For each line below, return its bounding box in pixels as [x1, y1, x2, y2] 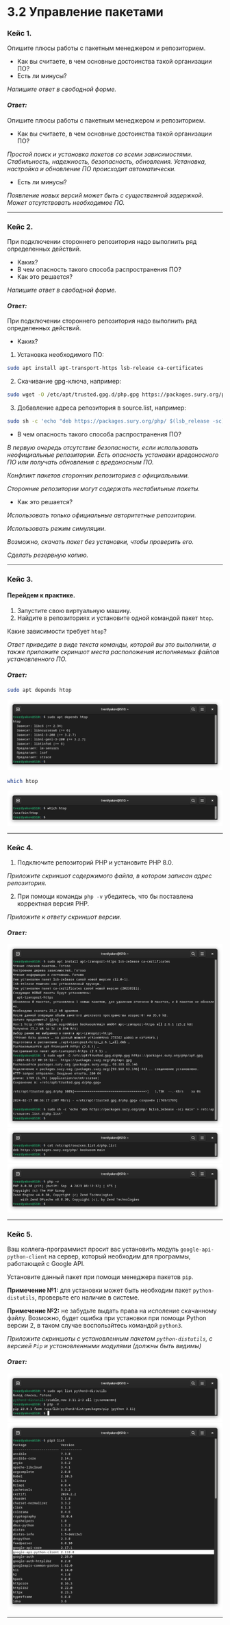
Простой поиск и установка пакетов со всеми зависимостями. [7, 150, 193, 158]
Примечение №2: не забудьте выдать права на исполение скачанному [7, 1306, 217, 1315]
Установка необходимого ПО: [16, 351, 105, 359]
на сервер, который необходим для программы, [49, 1252, 191, 1261]
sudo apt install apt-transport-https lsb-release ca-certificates [7, 364, 204, 372]
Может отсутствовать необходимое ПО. [7, 198, 125, 206]
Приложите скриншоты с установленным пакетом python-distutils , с [7, 1335, 213, 1343]
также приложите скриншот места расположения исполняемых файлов [7, 647, 220, 656]
